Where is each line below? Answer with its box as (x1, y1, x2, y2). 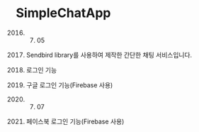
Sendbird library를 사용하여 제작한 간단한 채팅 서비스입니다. (25, 50, 193, 59)
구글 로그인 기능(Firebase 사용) (25, 80, 113, 89)
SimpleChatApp (16, 5, 111, 21)
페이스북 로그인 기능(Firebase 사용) (25, 117, 125, 126)
